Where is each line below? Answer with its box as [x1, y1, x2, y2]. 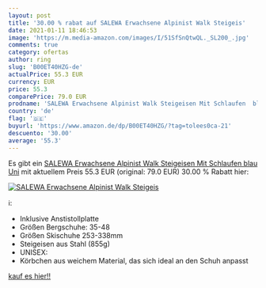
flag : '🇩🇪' [8, 115, 47, 123]
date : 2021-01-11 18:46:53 [8, 26, 97, 34]
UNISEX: [19, 247, 48, 257]
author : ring [8, 56, 51, 64]
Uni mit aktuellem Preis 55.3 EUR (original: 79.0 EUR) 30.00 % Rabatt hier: [8, 167, 249, 176]
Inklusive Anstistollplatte [19, 214, 99, 223]
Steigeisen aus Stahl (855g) [19, 239, 111, 248]
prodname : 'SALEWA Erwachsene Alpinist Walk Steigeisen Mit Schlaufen [8, 100, 246, 108]
